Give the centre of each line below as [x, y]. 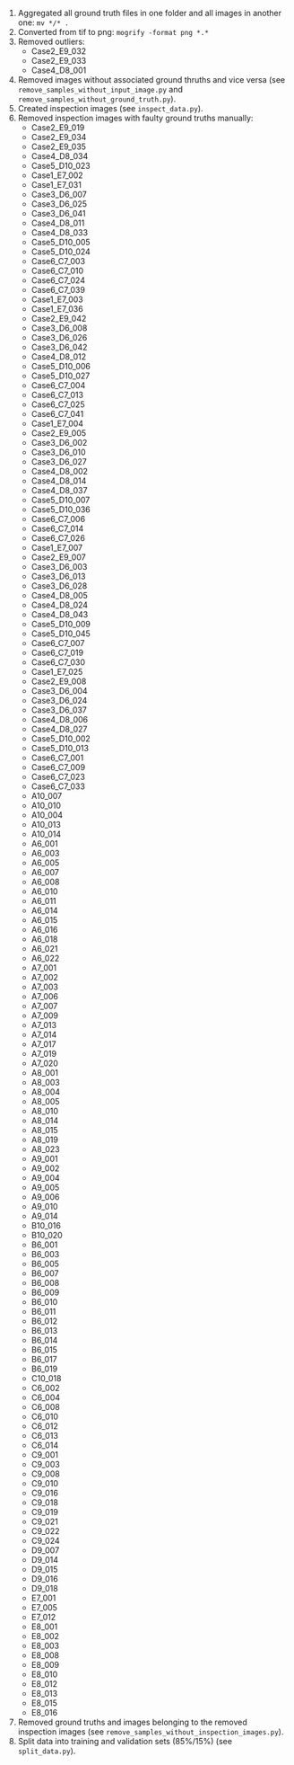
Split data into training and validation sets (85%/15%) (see [125, 1741]
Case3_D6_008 [59, 328]
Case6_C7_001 [57, 758]
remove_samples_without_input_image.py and [100, 89]
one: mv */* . [43, 22]
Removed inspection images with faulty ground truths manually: [135, 118]
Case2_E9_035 [59, 146]
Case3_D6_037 [59, 710]
